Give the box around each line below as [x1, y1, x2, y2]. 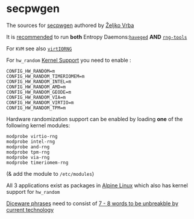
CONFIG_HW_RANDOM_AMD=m [6, 83, 66, 90]
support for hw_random [6, 188, 60, 195]
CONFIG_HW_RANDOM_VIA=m [6, 94, 66, 100]
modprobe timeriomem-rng [6, 160, 69, 166]
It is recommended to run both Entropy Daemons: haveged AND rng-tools [6, 33, 187, 40]
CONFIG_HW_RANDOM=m [6, 68, 55, 74]
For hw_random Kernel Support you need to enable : [6, 56, 131, 64]
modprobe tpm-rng [6, 149, 50, 155]
